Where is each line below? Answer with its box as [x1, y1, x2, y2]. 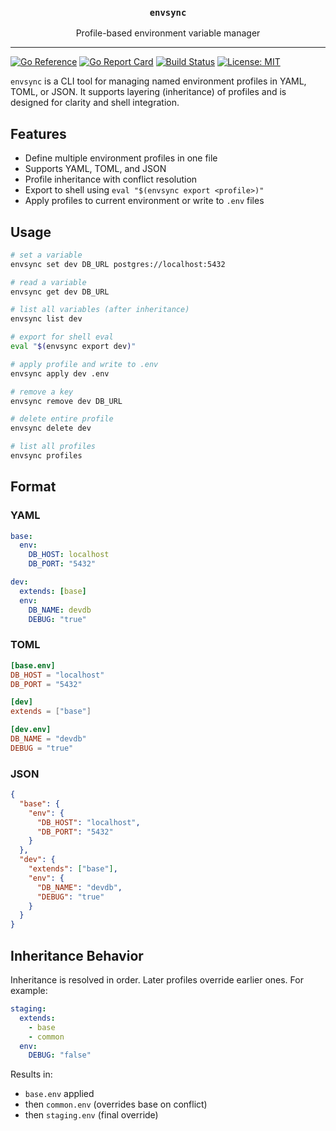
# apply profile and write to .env [10, 359, 159, 369]
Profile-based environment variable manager [75, 27, 261, 39]
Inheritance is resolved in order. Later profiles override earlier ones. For [10, 974, 304, 986]
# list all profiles [10, 442, 97, 452]
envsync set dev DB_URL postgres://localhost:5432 [10, 259, 226, 269]
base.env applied [24, 1088, 95, 1100]
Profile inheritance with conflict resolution [24, 173, 198, 186]
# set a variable [10, 250, 83, 260]
